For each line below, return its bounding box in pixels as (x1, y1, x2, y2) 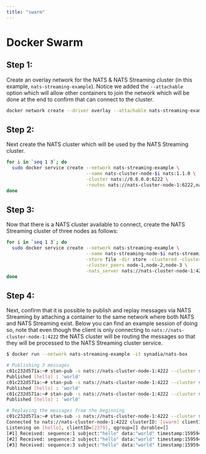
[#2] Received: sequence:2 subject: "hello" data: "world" (6, 436, 155, 442)
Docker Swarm (6, 35, 83, 49)
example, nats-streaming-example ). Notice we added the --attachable (6, 82, 184, 90)
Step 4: (6, 290, 35, 301)
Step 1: (6, 60, 33, 71)
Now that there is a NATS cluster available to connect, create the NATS (6, 221, 186, 228)
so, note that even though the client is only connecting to (6, 326, 150, 334)
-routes (85, 182, 105, 188)
